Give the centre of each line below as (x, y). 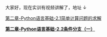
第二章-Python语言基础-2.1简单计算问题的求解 (53, 18)
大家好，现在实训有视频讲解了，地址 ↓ (46, 7)
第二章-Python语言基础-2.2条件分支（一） (50, 29)
